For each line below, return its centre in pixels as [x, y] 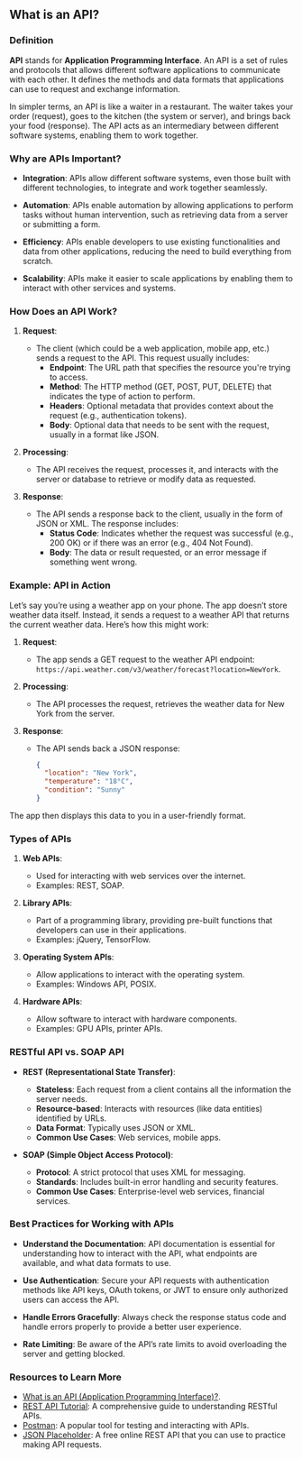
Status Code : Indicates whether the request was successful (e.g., [171, 533]
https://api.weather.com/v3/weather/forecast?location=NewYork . [158, 669]
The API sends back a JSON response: [108, 748]
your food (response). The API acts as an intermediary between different [144, 125]
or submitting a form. [61, 224]
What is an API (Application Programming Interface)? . [121, 1397]
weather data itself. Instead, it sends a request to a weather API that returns [150, 615]
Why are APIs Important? [65, 159]
